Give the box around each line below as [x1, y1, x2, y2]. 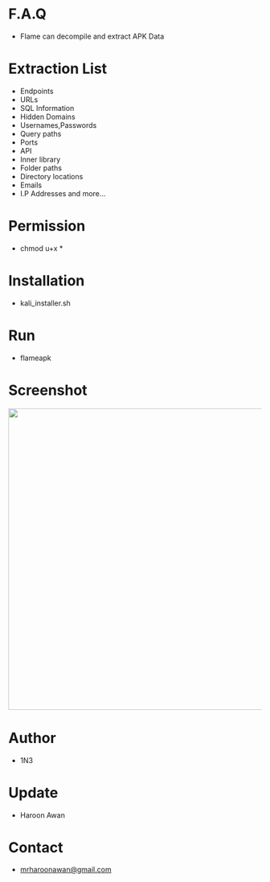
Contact [8, 838, 63, 856]
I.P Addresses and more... [19, 188, 106, 198]
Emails [19, 180, 43, 190]
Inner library [19, 154, 61, 164]
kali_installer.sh [19, 298, 71, 308]
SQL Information [19, 103, 75, 113]
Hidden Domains [19, 112, 76, 121]
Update [8, 783, 59, 802]
